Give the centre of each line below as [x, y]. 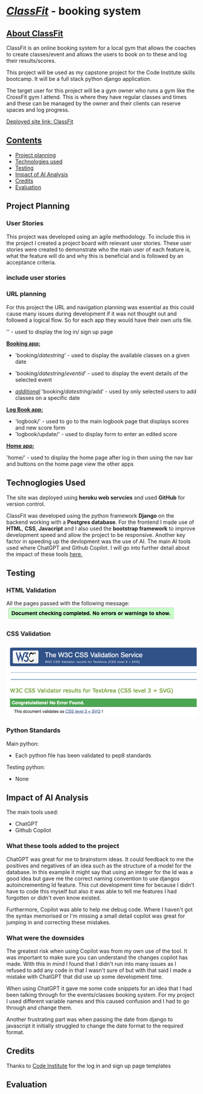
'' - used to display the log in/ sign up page [60, 332]
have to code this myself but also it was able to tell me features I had [92, 891]
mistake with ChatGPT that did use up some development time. [85, 977]
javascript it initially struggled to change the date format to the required [95, 1026]
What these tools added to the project [63, 846]
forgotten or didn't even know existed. [54, 898]
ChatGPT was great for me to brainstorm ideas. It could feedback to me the [100, 859]
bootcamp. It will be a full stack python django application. [79, 79]
